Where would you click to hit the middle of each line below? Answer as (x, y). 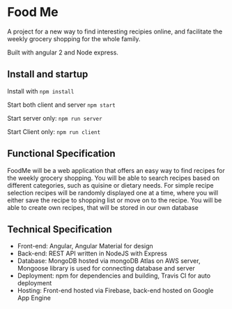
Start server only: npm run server (55, 118)
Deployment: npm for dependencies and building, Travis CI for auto (114, 276)
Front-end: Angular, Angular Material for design (85, 246)
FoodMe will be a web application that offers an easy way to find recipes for (116, 170)
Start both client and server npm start (62, 105)
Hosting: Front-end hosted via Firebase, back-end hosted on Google (115, 291)
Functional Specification (62, 154)
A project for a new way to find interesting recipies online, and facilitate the (115, 31)
